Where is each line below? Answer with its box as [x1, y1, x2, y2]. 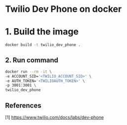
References [5, 101, 42, 110]
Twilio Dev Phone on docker [5, 3, 122, 15]
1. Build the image [5, 26, 79, 38]
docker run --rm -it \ [5, 69, 52, 74]
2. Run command [5, 56, 58, 65]
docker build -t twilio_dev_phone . [5, 42, 81, 47]
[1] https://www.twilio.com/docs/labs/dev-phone [5, 115, 104, 120]
